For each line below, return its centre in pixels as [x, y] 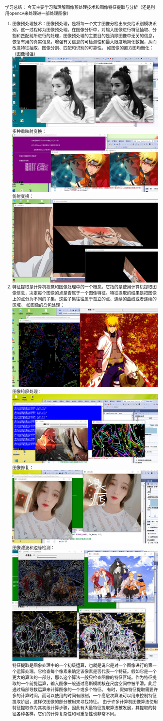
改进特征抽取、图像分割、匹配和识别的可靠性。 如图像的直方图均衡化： [83, 48]
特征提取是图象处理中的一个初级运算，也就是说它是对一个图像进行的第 [82, 665]
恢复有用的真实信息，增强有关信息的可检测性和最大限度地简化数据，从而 [84, 42]
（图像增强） [25, 54]
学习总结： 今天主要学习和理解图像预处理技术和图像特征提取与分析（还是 [78, 7]
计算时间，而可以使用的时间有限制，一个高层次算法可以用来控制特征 [89, 695]
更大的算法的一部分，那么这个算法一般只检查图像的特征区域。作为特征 [82, 677]
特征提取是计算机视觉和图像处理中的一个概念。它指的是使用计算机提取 [82, 287]
